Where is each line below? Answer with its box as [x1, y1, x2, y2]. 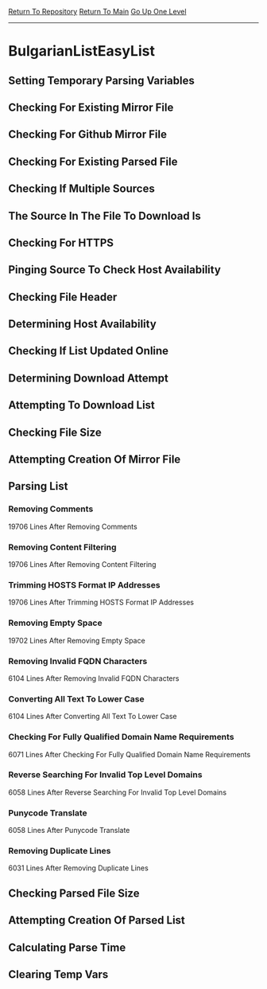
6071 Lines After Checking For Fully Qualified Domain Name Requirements [8, 749, 251, 759]
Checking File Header [8, 290, 118, 303]
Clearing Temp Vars [8, 967, 109, 981]
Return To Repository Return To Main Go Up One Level [8, 7, 187, 16]
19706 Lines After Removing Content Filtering [8, 560, 157, 569]
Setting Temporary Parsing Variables [8, 73, 195, 87]
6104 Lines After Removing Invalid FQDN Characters [8, 673, 180, 683]
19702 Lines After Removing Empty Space [8, 635, 145, 645]
